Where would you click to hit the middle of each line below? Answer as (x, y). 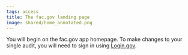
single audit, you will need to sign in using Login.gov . (71, 46)
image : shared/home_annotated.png (50, 22)
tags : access (23, 12)
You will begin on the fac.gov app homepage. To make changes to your (94, 40)
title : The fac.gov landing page (48, 17)
